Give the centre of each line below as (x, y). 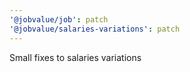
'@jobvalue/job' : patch (59, 19)
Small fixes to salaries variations (75, 57)
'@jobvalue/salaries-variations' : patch (95, 29)
